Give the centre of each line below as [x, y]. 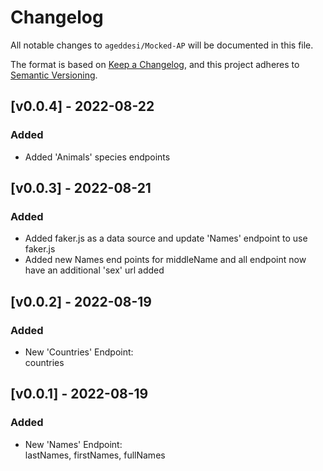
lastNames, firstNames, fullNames [95, 455]
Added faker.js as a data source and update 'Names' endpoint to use [166, 238]
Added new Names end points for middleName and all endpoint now [165, 260]
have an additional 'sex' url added [94, 270]
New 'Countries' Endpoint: [79, 352]
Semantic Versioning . [54, 75]
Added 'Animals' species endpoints [97, 157]
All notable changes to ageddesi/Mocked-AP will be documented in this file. [162, 45]
